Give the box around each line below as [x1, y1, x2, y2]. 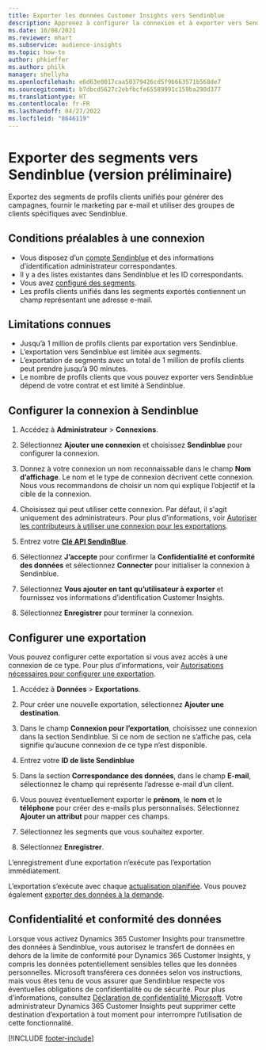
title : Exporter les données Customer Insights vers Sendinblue [8, 11, 225, 20]
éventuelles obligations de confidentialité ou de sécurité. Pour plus [8, 984, 226, 994]
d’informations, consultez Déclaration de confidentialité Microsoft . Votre [8, 992, 243, 1002]
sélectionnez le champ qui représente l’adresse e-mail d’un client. [19, 780, 234, 789]
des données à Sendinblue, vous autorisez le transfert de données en [8, 942, 235, 952]
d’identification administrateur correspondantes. [19, 261, 177, 270]
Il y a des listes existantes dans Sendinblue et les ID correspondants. [19, 269, 244, 279]
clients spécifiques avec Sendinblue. [8, 208, 128, 218]
